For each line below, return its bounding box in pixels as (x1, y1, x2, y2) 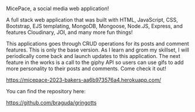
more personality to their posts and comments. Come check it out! (6, 65, 166, 72)
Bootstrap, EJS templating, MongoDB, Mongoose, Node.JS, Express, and (6, 23, 183, 29)
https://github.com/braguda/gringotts (6, 99, 97, 106)
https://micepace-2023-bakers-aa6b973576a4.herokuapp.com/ (6, 76, 162, 83)
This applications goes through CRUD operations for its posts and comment (6, 40, 189, 47)
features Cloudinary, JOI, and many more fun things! (6, 29, 133, 36)
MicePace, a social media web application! (6, 5, 109, 12)
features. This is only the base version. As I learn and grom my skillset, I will (6, 46, 189, 53)
